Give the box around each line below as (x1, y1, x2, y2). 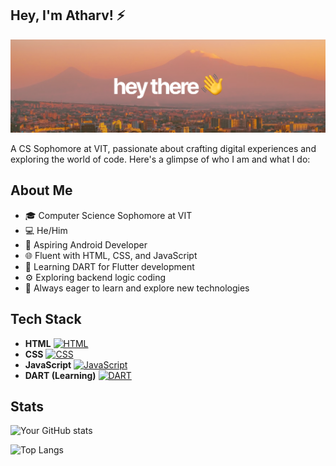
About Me (10, 182, 73, 199)
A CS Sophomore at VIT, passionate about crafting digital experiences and (10, 142, 317, 154)
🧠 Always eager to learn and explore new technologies (24, 282, 250, 294)
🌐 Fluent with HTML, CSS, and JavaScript (24, 249, 198, 261)
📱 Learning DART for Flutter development (24, 260, 195, 272)
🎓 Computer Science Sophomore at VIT (24, 209, 193, 221)
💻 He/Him (24, 224, 68, 236)
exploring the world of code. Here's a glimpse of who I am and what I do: (10, 153, 311, 165)
